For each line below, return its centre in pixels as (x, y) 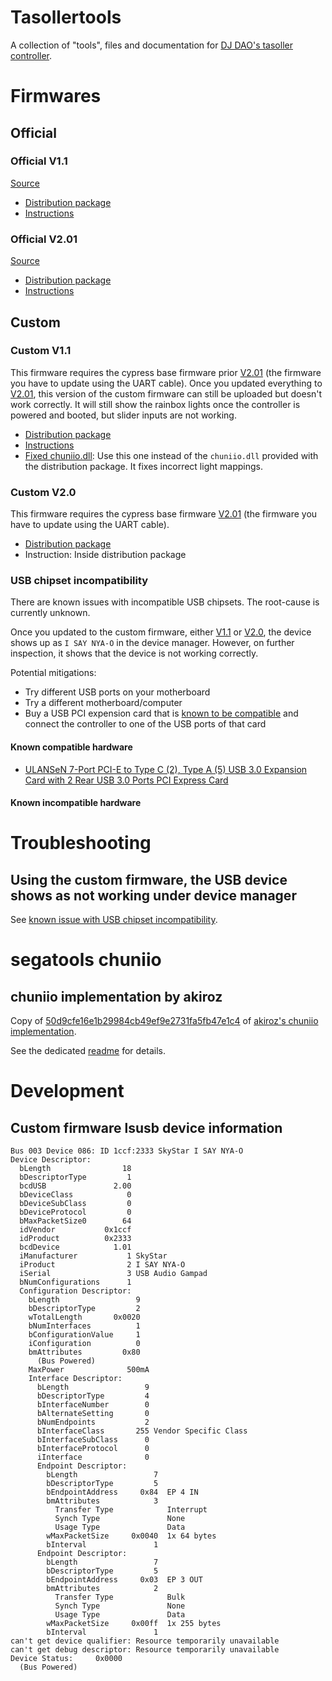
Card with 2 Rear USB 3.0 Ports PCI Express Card (126, 780)
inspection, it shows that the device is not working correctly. (134, 653)
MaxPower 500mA (89, 1370)
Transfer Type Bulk (120, 1597)
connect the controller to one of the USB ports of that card (145, 724)
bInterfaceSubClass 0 (93, 1440)
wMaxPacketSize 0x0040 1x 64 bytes (131, 1536)
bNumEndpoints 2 (93, 1422)
